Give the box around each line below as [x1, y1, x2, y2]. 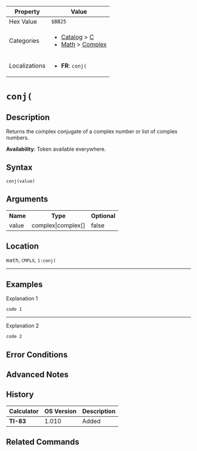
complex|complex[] [31, 221, 86, 229]
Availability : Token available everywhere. [6, 145, 106, 152]
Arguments [6, 194, 49, 204]
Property [14, 8, 40, 15]
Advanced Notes [6, 370, 69, 380]
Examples [6, 279, 43, 289]
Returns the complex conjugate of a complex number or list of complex [6, 128, 178, 135]
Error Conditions [6, 350, 68, 360]
